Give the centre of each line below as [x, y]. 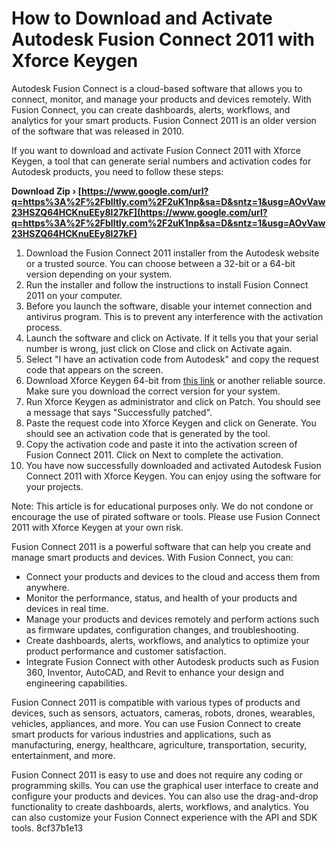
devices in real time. [67, 608]
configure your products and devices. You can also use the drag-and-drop [165, 796]
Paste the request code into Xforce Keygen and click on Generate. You [171, 423]
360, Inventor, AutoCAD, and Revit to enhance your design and [154, 672]
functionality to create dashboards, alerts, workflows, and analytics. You [160, 806]
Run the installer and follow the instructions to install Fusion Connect [167, 284]
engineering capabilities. [76, 683]
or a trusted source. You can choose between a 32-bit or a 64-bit [160, 263]
